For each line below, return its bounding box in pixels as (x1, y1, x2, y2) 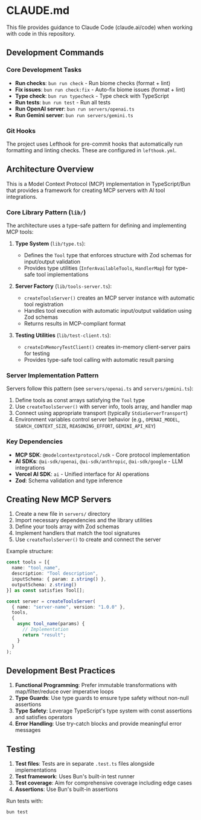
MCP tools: (6, 228, 34, 235)
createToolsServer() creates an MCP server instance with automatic (24, 294, 195, 302)
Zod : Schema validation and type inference (14, 476, 123, 484)
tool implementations (36, 271, 89, 278)
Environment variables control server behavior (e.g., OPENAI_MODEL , (14, 416, 180, 423)
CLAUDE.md (6, 4, 70, 18)
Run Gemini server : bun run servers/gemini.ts (14, 111, 134, 118)
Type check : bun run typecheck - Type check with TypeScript (14, 92, 169, 100)
